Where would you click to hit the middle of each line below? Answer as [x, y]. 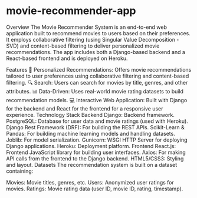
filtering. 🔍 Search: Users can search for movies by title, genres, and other [97, 82]
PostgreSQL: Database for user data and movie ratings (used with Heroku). [97, 121]
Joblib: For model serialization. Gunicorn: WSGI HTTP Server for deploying [97, 140]
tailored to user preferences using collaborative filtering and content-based [98, 76]
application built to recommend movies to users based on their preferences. [98, 33]
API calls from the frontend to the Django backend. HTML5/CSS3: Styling [95, 158]
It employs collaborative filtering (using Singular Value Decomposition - [93, 39]
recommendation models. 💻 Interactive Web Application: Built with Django [97, 100]
